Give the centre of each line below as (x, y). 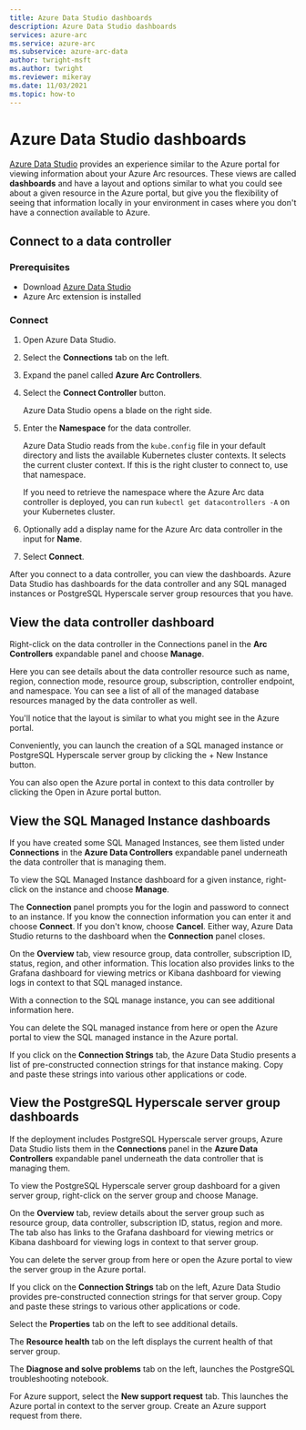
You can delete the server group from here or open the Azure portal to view (151, 1259)
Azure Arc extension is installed (82, 297)
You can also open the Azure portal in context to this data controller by (142, 783)
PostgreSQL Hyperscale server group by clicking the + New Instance (139, 756)
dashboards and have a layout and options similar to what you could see (146, 184)
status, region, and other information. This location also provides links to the (152, 963)
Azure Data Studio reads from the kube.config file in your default (144, 446)
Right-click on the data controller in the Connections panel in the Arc (138, 644)
